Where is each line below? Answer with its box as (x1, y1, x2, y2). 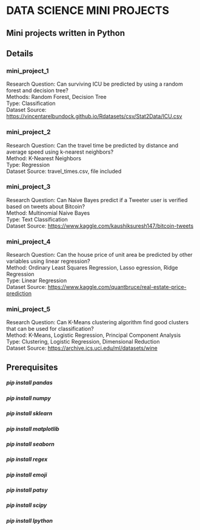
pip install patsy (6, 486, 48, 494)
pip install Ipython (6, 517, 53, 524)
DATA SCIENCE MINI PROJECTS (6, 4, 170, 18)
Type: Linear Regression (6, 277, 67, 284)
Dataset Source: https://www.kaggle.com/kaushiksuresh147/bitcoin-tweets (6, 222, 194, 229)
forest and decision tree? (6, 87, 68, 94)
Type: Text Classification (6, 216, 68, 223)
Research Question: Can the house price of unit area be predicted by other (6, 251, 193, 259)
